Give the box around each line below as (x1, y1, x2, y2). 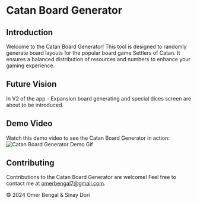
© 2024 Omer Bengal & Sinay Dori (6, 192, 90, 199)
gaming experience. (6, 62, 55, 69)
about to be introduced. (6, 101, 64, 108)
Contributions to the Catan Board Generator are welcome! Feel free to (6, 174, 177, 181)
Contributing (6, 158, 55, 168)
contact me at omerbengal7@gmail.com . (6, 180, 106, 187)
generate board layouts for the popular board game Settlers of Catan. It (6, 49, 180, 57)
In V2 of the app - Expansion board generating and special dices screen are (6, 95, 192, 102)
